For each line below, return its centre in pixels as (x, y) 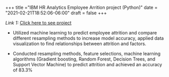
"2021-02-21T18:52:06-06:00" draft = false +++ (56, 13)
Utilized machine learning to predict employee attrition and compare (85, 33)
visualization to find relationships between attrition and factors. (79, 44)
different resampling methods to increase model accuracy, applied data (88, 38)
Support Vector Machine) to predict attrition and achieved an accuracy (87, 64)
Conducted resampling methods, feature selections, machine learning (87, 54)
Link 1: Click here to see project (39, 23)
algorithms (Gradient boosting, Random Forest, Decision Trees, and (84, 59)
